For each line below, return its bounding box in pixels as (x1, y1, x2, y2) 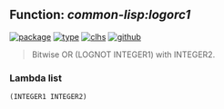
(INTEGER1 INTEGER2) (9, 93, 88, 102)
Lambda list (9, 72, 62, 84)
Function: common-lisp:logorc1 (9, 7, 191, 23)
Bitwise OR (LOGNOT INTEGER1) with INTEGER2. (31, 49, 216, 60)
